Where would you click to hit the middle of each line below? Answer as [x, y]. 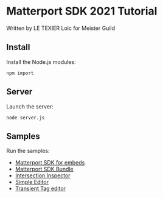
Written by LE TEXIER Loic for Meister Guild [61, 28]
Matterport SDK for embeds [50, 163]
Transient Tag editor [40, 189]
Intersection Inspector [43, 175]
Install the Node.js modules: [41, 62]
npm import [20, 73]
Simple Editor [32, 182]
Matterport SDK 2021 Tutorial [82, 11]
